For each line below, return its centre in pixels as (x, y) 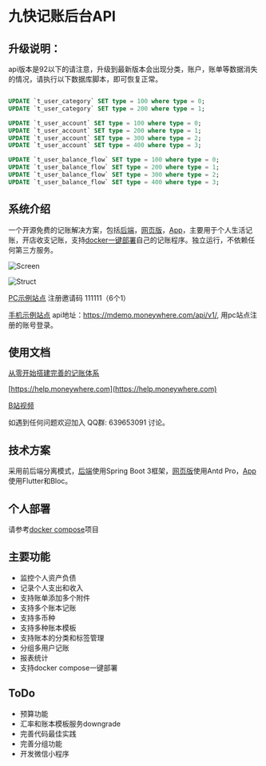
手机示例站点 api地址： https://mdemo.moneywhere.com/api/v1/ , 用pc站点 (129, 315)
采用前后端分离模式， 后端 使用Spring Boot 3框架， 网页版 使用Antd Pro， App (133, 471)
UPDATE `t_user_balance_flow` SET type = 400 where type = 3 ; (114, 182)
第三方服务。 (36, 249)
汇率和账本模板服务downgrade (70, 724)
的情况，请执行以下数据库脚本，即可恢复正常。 (85, 79)
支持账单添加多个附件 (55, 597)
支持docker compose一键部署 (69, 668)
